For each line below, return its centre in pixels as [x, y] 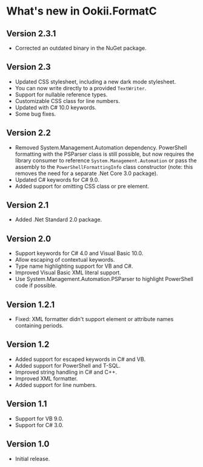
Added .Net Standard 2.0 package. [58, 220]
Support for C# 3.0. [39, 425]
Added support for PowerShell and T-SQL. [68, 365]
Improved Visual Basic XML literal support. [68, 273]
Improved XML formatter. [46, 378]
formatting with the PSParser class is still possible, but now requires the [105, 154]
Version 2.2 [29, 133]
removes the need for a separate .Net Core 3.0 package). [87, 173]
